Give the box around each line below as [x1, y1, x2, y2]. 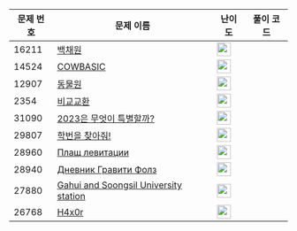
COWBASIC [57, 60, 106, 73]
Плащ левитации [57, 146, 130, 158]
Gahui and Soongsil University [57, 179, 183, 191]
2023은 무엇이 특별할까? [57, 112, 155, 125]
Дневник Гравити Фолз [57, 163, 157, 175]
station [57, 190, 86, 202]
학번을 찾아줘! [57, 129, 111, 142]
